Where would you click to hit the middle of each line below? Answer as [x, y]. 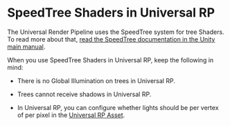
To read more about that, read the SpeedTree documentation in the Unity [111, 39]
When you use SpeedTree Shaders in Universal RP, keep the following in [110, 60]
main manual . [26, 46]
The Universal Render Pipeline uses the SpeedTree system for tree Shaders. [116, 32]
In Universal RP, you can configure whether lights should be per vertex [118, 107]
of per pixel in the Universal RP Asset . [71, 115]
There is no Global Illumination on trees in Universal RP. [96, 80]
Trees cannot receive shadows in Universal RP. [84, 94]
